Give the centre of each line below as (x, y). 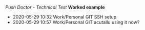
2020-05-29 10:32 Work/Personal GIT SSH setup (65, 17)
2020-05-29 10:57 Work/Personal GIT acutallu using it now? (76, 22)
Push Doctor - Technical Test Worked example (55, 7)
